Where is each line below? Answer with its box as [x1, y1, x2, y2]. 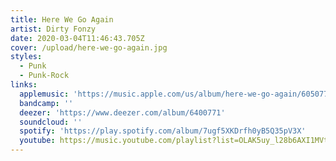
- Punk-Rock [19, 71, 70, 81]
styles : [10, 52, 43, 62]
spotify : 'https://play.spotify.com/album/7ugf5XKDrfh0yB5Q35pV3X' [19, 126, 307, 136]
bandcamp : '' [19, 98, 74, 108]
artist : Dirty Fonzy [10, 24, 97, 34]
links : [10, 80, 38, 90]
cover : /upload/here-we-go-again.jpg [10, 42, 168, 53]
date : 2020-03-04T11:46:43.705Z [10, 33, 145, 43]
